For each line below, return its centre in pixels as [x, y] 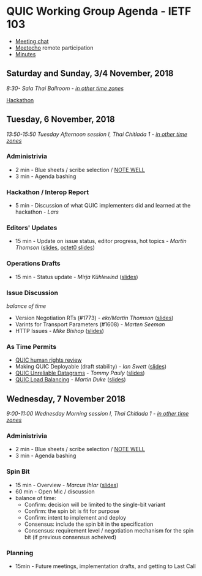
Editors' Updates [32, 228]
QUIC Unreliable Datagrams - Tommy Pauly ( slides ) [80, 373]
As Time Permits [32, 346]
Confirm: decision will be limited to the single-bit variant [95, 504]
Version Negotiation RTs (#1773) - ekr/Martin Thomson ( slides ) [94, 318]
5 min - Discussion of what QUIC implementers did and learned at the [103, 206]
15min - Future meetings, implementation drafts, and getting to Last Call [105, 566]
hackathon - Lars [37, 212]
